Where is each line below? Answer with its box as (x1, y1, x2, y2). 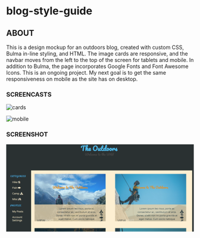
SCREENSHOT (6, 130, 48, 138)
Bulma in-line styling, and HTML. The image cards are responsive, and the (6, 50, 189, 57)
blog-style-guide (6, 4, 93, 18)
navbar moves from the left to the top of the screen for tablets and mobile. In (6, 57, 194, 63)
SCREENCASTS (6, 90, 52, 98)
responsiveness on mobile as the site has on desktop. (6, 76, 138, 82)
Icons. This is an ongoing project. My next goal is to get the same (6, 69, 167, 76)
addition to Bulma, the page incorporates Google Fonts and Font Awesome (6, 63, 189, 70)
